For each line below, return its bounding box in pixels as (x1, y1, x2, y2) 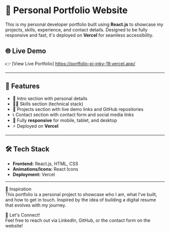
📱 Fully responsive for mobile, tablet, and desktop (12, 117, 117, 123)
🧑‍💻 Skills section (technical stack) (12, 101, 83, 107)
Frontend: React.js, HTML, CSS (12, 161, 78, 167)
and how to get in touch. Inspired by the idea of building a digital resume (5, 197, 156, 203)
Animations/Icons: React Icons (12, 166, 78, 172)
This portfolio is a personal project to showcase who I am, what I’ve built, (5, 191, 157, 198)
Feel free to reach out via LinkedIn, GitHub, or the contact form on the (5, 217, 151, 223)
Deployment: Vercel (12, 172, 55, 178)
